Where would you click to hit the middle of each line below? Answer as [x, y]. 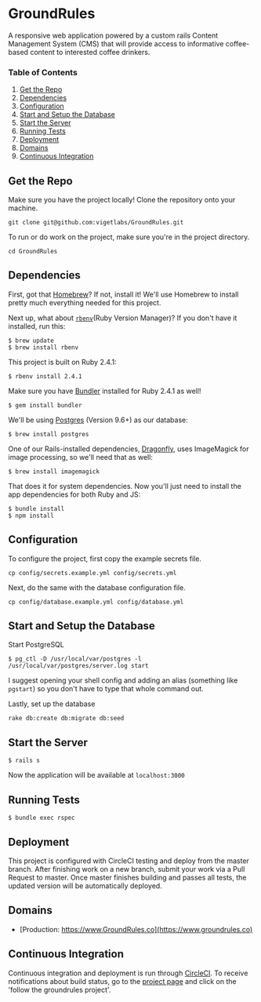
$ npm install [31, 516]
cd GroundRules [33, 252]
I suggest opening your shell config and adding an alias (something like [123, 680]
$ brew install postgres [49, 434]
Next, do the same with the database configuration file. [97, 587]
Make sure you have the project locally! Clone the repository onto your [122, 200]
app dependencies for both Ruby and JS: [74, 494]
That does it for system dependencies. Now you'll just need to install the [125, 486]
